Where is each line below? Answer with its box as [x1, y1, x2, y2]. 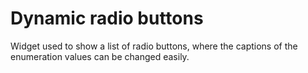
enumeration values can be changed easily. [10, 50, 190, 62]
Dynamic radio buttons [10, 7, 204, 30]
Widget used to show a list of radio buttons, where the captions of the [10, 40, 298, 52]
